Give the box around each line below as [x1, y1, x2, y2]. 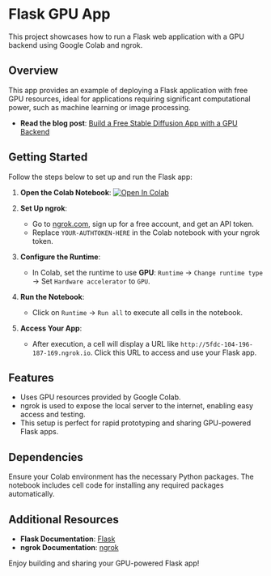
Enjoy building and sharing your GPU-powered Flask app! [8, 558, 200, 568]
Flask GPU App [8, 5, 111, 23]
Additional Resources [8, 512, 119, 527]
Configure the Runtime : [19, 252, 101, 262]
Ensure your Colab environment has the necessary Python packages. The [8, 471, 254, 482]
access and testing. [19, 410, 87, 420]
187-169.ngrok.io [32, 349, 91, 357]
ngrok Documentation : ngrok [19, 543, 119, 552]
